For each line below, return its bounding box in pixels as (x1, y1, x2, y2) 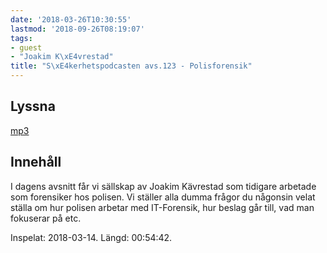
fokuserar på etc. (10, 212, 82, 224)
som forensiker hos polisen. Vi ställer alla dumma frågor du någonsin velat (10, 191, 316, 203)
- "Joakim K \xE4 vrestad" (10, 52, 114, 62)
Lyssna (10, 98, 56, 115)
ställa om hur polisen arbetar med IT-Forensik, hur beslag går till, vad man (10, 201, 315, 213)
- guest (10, 42, 43, 53)
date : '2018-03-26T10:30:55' (10, 14, 132, 25)
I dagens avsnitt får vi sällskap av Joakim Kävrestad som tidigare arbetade (10, 180, 317, 192)
